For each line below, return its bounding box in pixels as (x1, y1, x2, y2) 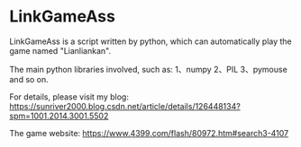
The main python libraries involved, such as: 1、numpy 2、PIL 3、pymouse (9, 64, 288, 74)
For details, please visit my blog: (9, 91, 129, 102)
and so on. (9, 73, 50, 84)
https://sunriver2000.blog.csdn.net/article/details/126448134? (9, 100, 241, 111)
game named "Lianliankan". (9, 45, 111, 56)
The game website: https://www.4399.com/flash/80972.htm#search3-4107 (9, 127, 289, 138)
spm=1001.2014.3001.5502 (9, 110, 109, 121)
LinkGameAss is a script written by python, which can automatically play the (9, 36, 293, 47)
